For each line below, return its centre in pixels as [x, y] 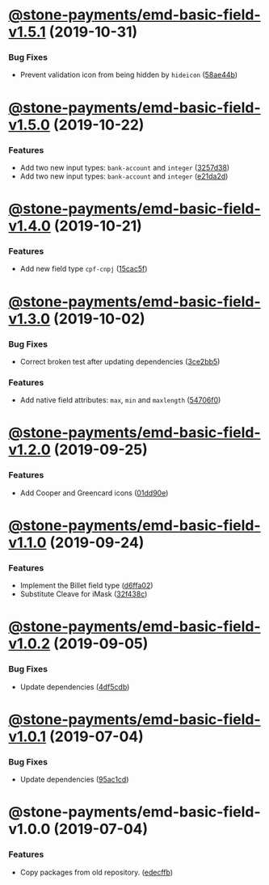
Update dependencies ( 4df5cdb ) [75, 687]
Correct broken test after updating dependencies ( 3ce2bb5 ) [120, 361]
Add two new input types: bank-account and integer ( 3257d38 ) [125, 167]
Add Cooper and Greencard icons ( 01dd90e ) [94, 493]
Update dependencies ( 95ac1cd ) [74, 780]
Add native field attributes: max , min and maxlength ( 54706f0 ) [120, 400]
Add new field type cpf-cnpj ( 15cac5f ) [84, 269]
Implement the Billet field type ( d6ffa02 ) [86, 586]
